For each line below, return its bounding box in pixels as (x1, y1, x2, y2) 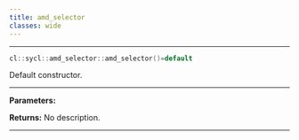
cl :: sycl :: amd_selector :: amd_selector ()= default (9, 54, 193, 63)
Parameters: (9, 95, 56, 106)
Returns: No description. (9, 113, 101, 123)
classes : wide (9, 21, 62, 30)
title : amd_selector (9, 12, 86, 22)
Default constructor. (9, 70, 83, 81)
